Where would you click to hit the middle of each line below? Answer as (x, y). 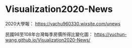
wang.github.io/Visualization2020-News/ (48, 40)
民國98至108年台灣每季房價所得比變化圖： (49, 34)
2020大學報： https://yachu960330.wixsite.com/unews (63, 23)
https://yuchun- (110, 34)
